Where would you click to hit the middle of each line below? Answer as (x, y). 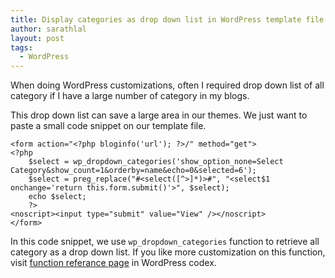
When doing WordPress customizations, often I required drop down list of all (167, 85)
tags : (21, 47)
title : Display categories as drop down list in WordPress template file (167, 19)
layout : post (37, 38)
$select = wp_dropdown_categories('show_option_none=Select (156, 162)
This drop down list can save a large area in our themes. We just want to (159, 115)
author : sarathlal (48, 29)
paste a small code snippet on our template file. (108, 126)
